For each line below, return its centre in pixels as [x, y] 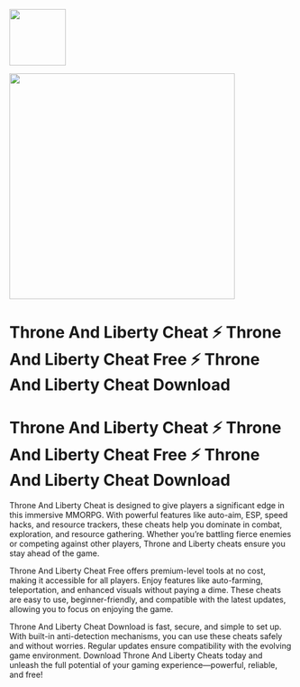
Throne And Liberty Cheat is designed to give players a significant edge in [147, 506]
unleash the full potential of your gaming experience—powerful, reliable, [143, 665]
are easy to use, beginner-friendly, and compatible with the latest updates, [148, 599]
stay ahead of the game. [55, 553]
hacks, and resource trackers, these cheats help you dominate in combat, [146, 525]
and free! [26, 675]
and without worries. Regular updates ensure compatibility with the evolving [150, 646]
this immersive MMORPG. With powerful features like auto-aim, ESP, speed [149, 515]
